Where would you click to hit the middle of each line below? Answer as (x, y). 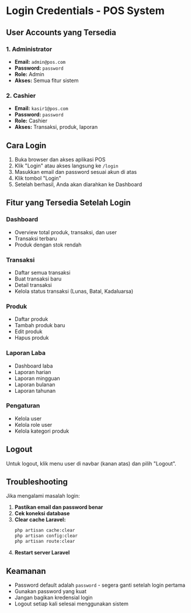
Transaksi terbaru (36, 238)
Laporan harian (33, 372)
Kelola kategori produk (42, 431)
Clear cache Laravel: (40, 520)
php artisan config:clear (46, 536)
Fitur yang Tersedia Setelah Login (69, 203)
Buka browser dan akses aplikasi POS (60, 159)
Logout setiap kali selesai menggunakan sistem (71, 604)
